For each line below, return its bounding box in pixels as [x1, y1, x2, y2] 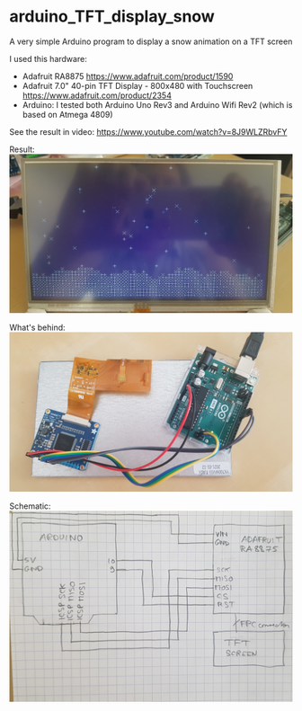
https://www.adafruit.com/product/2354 [22, 90, 173, 101]
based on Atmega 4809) [22, 109, 114, 120]
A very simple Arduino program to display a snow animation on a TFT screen [9, 36, 293, 47]
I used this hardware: [9, 53, 87, 64]
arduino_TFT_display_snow [9, 6, 216, 27]
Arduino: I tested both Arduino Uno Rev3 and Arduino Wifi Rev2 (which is [22, 99, 293, 110]
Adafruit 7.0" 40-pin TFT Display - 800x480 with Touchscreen [22, 80, 253, 91]
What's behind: [9, 322, 66, 333]
